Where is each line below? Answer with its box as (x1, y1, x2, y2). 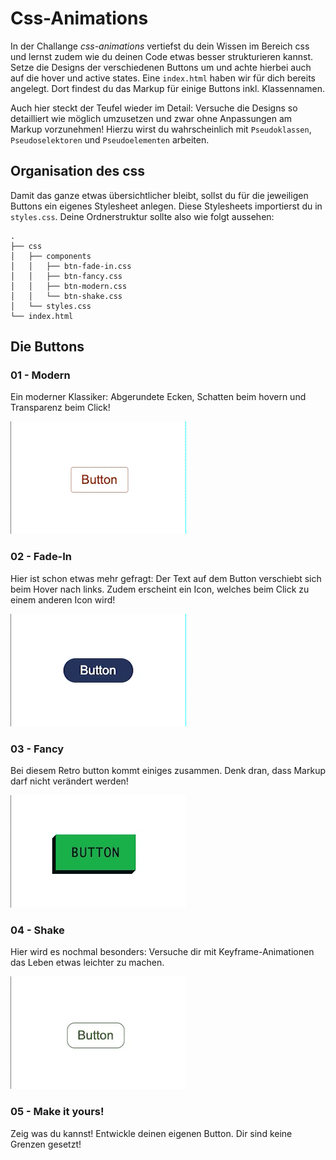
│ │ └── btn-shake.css (10, 291, 123, 301)
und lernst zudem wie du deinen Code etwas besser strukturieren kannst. (10, 50, 314, 62)
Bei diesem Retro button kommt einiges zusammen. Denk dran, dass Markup (10, 765, 326, 777)
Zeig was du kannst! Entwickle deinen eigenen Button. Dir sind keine (10, 1127, 293, 1139)
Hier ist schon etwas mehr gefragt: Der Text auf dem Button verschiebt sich (10, 572, 322, 584)
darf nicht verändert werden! (10, 775, 129, 787)
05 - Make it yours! (10, 1105, 105, 1119)
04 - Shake (10, 923, 65, 937)
